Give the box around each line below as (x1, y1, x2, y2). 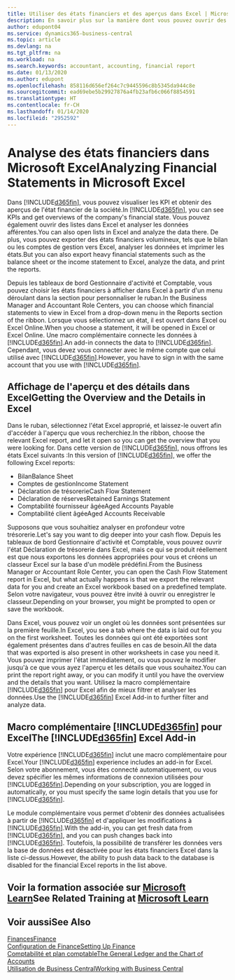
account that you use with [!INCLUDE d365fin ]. (7, 361, 141, 369)
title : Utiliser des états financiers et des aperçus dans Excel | (7, 10, 208, 18)
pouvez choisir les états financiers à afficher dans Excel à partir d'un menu (7, 286, 223, 295)
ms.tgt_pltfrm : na (7, 50, 61, 57)
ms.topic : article (7, 36, 61, 43)
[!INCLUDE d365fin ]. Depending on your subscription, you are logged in (7, 780, 211, 789)
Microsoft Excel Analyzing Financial (7, 159, 217, 175)
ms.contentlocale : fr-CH (7, 102, 80, 109)
